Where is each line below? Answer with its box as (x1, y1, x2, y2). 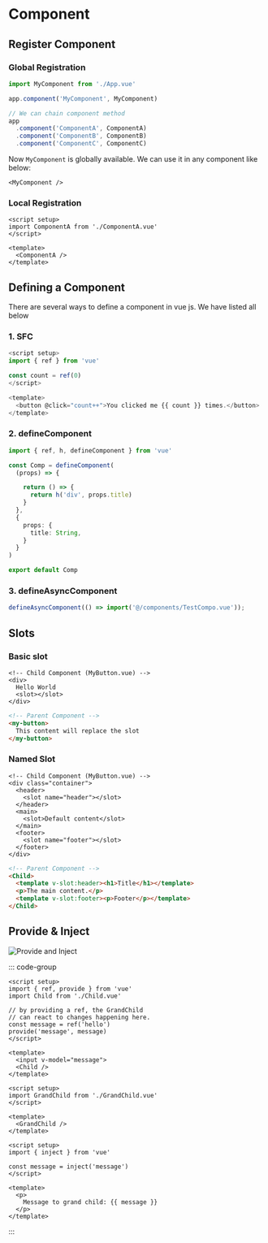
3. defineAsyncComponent (8, 586, 118, 596)
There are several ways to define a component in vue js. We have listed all (8, 302, 257, 312)
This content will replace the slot (15, 726, 140, 735)
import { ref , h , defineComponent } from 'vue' (8, 446, 173, 455)
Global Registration (8, 62, 86, 73)
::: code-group (8, 962, 57, 972)
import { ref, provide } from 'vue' (8, 985, 132, 993)
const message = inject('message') (8, 1163, 129, 1171)
